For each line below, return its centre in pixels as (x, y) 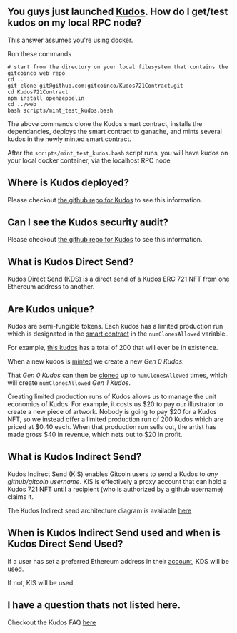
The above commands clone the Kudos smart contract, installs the (105, 123)
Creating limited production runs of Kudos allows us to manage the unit (112, 397)
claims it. (21, 496)
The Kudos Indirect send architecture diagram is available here (100, 510)
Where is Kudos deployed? (69, 183)
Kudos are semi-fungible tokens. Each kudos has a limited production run (115, 326)
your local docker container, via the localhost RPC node (89, 160)
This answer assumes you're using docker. (70, 40)
